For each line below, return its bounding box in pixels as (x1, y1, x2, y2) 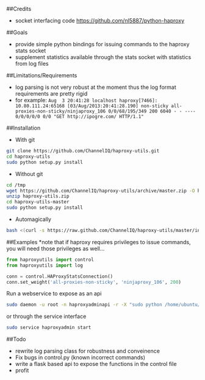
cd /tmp (6, 182, 26, 188)
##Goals (6, 29, 28, 36)
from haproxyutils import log (6, 262, 84, 269)
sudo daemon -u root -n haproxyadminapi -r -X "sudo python (6, 301, 163, 308)
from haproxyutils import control (6, 256, 95, 262)
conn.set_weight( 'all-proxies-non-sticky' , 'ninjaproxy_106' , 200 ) (6, 279, 182, 285)
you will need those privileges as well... (6, 245, 105, 252)
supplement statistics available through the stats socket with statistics (15, 54, 192, 60)
